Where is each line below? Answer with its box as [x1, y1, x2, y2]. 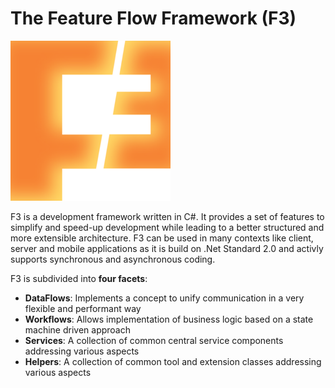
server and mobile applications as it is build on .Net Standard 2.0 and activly [10, 242, 324, 254]
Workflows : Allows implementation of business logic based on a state [24, 313, 314, 325]
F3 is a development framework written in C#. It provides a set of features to [10, 210, 325, 222]
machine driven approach [24, 323, 132, 336]
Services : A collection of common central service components [24, 334, 284, 346]
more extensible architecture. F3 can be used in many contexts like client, [10, 232, 314, 244]
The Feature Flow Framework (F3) [10, 7, 297, 30]
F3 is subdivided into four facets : [10, 272, 148, 284]
